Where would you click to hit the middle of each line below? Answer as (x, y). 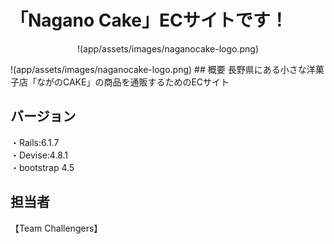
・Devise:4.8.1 (39, 155)
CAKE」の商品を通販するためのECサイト (146, 82)
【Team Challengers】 (56, 228)
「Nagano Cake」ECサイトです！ (149, 20)
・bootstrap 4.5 (42, 167)
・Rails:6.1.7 (35, 142)
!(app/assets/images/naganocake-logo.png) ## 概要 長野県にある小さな (158, 69)
